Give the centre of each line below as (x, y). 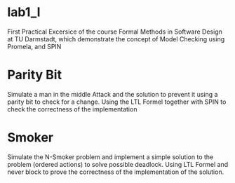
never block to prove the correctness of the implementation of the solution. (116, 172)
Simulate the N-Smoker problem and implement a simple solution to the (110, 157)
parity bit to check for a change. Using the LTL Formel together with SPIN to (117, 102)
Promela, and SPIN (34, 46)
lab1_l (24, 12)
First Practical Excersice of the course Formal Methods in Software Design (115, 32)
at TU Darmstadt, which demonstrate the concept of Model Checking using (116, 39)
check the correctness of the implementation (72, 109)
